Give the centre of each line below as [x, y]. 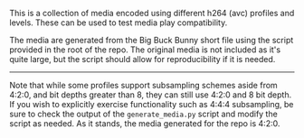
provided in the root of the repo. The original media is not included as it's [145, 50]
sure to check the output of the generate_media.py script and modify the [143, 114]
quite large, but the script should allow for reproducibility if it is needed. [142, 59]
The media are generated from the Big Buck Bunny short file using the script [152, 40]
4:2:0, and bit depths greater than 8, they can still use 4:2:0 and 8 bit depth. [151, 95]
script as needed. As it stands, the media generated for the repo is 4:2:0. [145, 124]
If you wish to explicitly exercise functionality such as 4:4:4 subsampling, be [152, 104]
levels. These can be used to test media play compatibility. [119, 23]
